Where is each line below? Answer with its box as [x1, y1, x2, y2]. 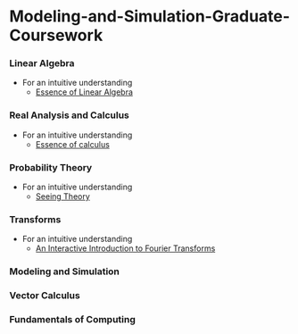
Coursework [9, 25, 103, 46]
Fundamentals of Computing [9, 313, 137, 326]
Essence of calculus [35, 138, 110, 149]
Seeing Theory [35, 191, 91, 202]
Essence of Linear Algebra [35, 87, 134, 97]
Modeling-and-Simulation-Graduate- [9, 6, 291, 27]
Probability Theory [9, 161, 93, 173]
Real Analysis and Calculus [9, 109, 129, 121]
